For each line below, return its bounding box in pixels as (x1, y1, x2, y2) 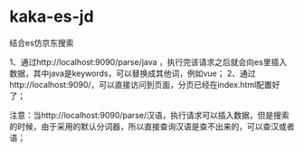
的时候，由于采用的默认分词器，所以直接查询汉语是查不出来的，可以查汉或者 (9, 120, 295, 132)
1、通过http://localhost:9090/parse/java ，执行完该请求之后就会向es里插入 (9, 56, 288, 67)
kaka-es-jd (9, 6, 94, 27)
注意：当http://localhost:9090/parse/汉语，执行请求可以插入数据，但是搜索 (9, 109, 290, 120)
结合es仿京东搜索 (9, 37, 74, 48)
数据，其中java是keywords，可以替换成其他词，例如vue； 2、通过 (9, 68, 256, 79)
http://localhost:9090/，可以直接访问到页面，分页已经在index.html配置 (9, 79, 273, 90)
